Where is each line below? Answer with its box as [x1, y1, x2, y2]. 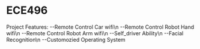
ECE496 [6, 4, 48, 17]
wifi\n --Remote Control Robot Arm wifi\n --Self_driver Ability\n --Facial [6, 29, 184, 36]
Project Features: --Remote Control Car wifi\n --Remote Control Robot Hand [6, 23, 195, 30]
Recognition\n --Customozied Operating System [6, 36, 126, 43]
